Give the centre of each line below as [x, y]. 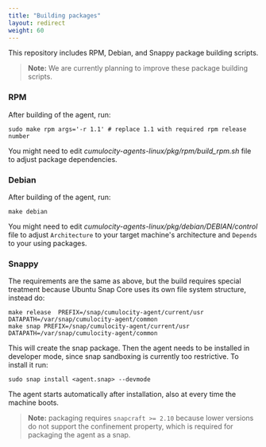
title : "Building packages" [55, 15]
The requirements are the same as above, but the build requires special [125, 281]
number [19, 136]
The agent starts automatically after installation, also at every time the [122, 395]
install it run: [29, 365]
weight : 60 [26, 30]
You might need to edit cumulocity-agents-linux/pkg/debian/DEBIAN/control [133, 226]
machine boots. [34, 403]
